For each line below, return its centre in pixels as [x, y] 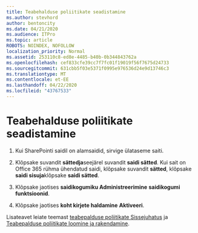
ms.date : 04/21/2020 [32, 29]
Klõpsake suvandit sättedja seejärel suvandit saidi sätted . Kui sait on [101, 162]
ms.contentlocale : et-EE [38, 79]
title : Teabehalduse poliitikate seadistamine [66, 12]
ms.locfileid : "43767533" [39, 91]
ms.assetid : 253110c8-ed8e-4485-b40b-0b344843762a [71, 57]
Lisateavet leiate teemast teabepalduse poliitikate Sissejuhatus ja [87, 217]
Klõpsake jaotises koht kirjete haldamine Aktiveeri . [80, 205]
